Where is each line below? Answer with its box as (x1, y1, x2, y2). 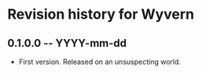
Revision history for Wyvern (7, 5, 194, 23)
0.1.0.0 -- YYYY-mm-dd (7, 37, 127, 50)
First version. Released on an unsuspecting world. (18, 57, 182, 66)
